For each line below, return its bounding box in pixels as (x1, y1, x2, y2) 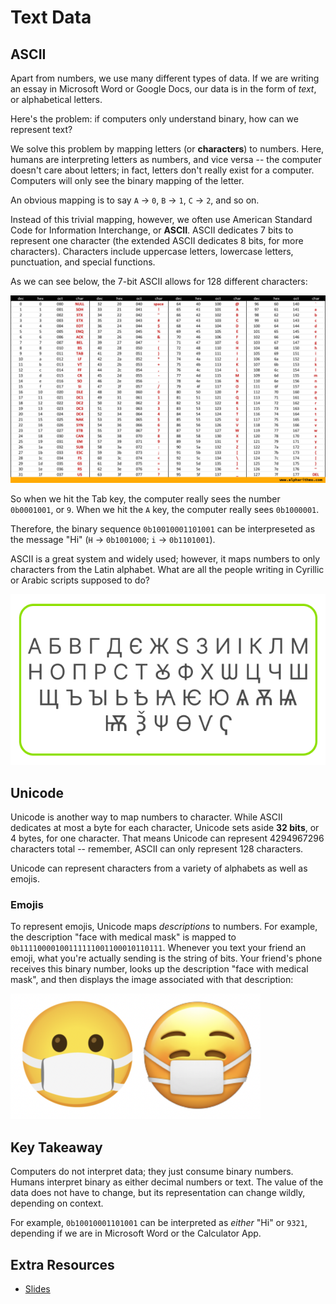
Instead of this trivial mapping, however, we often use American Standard (10, 214, 313, 225)
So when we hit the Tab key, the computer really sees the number (10, 493, 281, 505)
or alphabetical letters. (10, 94, 103, 105)
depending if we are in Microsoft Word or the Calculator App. (10, 1227, 262, 1240)
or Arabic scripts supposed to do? (10, 574, 150, 586)
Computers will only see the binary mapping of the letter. (10, 175, 245, 186)
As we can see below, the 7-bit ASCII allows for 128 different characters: (10, 276, 308, 287)
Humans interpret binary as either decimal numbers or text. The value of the (10, 1176, 324, 1188)
